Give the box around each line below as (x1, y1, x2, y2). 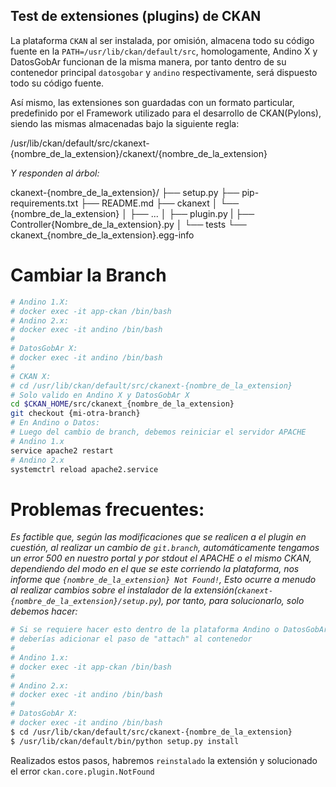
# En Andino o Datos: (10, 418, 101, 428)
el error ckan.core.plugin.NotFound (10, 765, 155, 777)
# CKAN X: (10, 371, 52, 381)
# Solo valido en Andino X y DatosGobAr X (10, 390, 190, 400)
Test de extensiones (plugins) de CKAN (10, 8, 262, 25)
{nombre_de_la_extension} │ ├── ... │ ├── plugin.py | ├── (10, 207, 255, 219)
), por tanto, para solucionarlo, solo (158, 595, 305, 607)
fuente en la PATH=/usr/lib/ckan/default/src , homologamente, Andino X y (10, 45, 318, 57)
